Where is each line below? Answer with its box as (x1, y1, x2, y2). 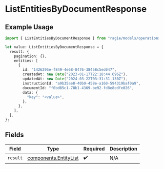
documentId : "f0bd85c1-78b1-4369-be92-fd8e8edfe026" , (22, 85, 134, 90)
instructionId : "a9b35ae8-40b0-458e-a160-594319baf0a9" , (22, 81, 141, 86)
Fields (5, 131, 24, 139)
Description (109, 145, 138, 152)
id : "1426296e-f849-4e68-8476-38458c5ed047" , (22, 67, 117, 72)
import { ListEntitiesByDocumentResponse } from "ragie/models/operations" (5, 36, 163, 41)
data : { (22, 90, 38, 95)
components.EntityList (27, 155, 79, 162)
